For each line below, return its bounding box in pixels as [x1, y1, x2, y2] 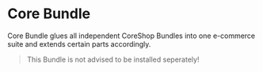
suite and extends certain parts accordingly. [7, 39, 151, 48]
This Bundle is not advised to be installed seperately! [26, 55, 200, 64]
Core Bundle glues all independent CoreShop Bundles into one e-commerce [7, 31, 256, 40]
